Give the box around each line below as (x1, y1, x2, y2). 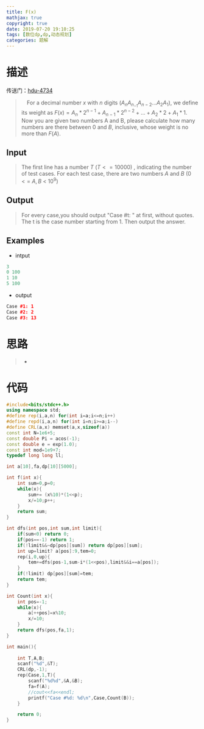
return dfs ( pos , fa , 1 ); (17, 627, 75, 633)
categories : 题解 (6, 37, 49, 43)
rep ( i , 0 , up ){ (17, 553, 51, 560)
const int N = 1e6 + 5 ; (6, 429, 56, 436)
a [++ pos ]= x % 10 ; (28, 610, 67, 616)
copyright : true (6, 20, 47, 26)
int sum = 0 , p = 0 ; (17, 480, 56, 487)
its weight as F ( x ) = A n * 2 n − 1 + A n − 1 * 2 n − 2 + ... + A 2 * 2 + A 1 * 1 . (21, 108, 188, 118)
